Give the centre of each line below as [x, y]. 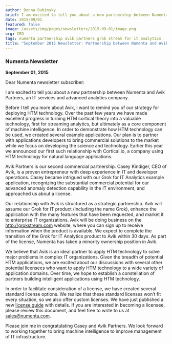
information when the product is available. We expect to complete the [79, 231]
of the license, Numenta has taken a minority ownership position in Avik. [81, 242]
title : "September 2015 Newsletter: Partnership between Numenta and [81, 44]
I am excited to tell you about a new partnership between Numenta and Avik [85, 92]
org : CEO [15, 34]
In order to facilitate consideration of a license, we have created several [81, 289]
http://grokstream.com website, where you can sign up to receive [74, 225]
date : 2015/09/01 [24, 19]
